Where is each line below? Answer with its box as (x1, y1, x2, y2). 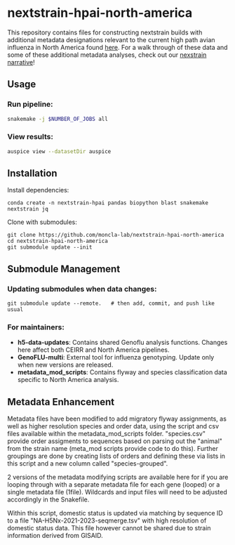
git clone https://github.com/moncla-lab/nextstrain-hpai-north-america (7, 232, 224, 239)
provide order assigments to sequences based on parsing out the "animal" (7, 437, 223, 445)
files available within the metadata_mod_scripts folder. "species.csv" (7, 430, 206, 438)
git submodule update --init (7, 244, 93, 251)
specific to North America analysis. (17, 376, 119, 384)
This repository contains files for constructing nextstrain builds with (7, 28, 203, 37)
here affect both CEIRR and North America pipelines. (17, 346, 170, 354)
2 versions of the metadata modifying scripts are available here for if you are (7, 473, 229, 482)
